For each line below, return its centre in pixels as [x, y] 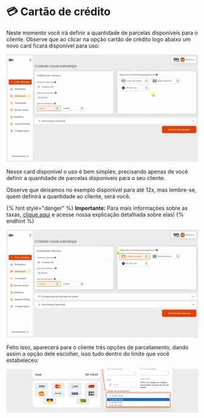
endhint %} [20, 221]
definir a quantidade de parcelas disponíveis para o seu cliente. [86, 178]
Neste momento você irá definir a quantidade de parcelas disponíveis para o [102, 33]
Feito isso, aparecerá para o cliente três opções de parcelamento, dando [97, 347]
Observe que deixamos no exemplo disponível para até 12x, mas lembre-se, [101, 190]
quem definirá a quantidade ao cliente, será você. [69, 197]
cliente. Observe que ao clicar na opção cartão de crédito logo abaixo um [98, 39]
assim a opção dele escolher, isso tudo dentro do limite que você [88, 354]
